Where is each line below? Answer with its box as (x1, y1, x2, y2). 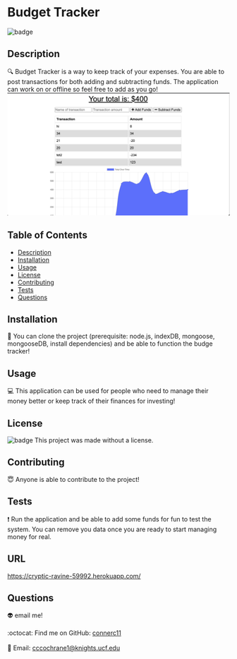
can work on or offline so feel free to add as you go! (7, 85, 159, 93)
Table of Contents (7, 229, 88, 241)
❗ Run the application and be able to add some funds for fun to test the (7, 514, 212, 523)
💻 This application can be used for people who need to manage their (7, 387, 209, 395)
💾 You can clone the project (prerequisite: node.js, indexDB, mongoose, (7, 332, 215, 341)
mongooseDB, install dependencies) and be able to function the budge (7, 339, 213, 348)
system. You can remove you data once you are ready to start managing (7, 525, 217, 533)
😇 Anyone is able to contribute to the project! (7, 475, 140, 483)
